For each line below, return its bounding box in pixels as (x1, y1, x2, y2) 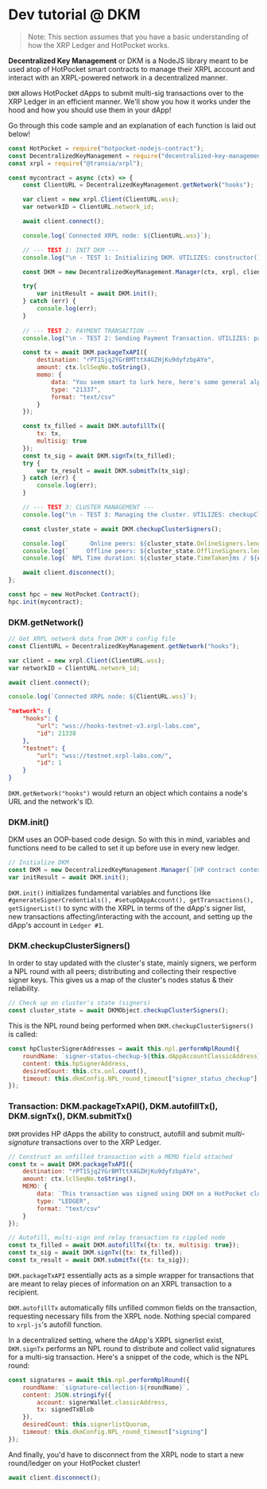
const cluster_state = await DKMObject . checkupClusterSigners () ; (8, 1007, 229, 1015)
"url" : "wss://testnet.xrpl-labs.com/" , (37, 752, 172, 760)
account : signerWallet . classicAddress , (37, 1398, 169, 1406)
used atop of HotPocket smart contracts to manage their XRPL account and (8, 64, 256, 73)
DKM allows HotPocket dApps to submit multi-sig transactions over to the (8, 88, 244, 97)
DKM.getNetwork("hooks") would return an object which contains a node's (8, 788, 248, 798)
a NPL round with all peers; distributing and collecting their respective (8, 967, 237, 976)
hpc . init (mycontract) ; (8, 598, 83, 606)
